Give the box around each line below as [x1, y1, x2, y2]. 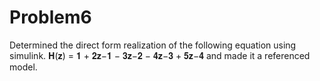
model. [9, 61, 38, 73]
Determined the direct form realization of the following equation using [9, 39, 297, 51]
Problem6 [9, 6, 92, 29]
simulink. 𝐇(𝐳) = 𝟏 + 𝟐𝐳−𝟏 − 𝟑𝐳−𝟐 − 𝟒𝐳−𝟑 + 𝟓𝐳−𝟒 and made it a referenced [9, 49, 311, 61]
